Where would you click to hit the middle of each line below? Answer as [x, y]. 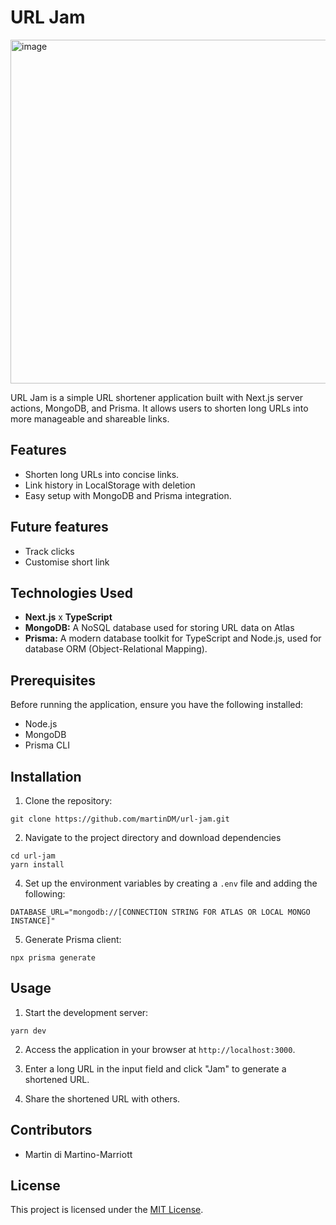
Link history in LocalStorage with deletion [110, 485]
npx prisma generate [53, 958]
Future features [59, 527]
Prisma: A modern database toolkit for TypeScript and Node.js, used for [173, 638]
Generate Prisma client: [73, 939]
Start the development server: [86, 1012]
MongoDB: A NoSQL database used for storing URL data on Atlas [159, 628]
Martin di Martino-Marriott [78, 1154]
